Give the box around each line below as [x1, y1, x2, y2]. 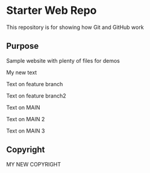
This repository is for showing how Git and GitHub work [6, 24, 144, 31]
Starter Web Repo [6, 4, 97, 17]
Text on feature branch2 [6, 92, 66, 99]
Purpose [6, 41, 39, 51]
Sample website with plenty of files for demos [6, 57, 120, 64]
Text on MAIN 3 [6, 127, 45, 134]
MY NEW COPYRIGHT [6, 160, 61, 168]
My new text [6, 69, 37, 76]
